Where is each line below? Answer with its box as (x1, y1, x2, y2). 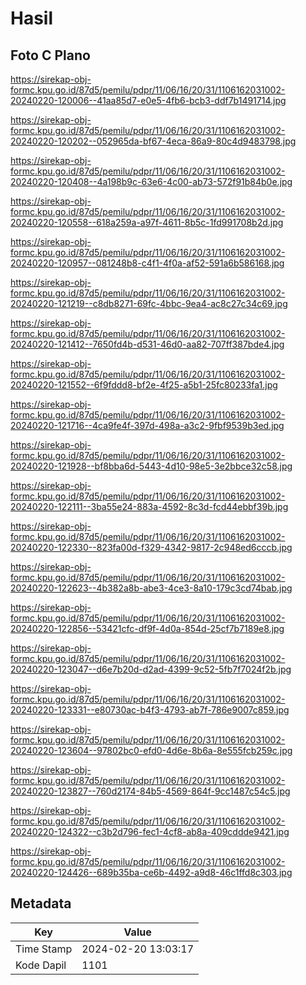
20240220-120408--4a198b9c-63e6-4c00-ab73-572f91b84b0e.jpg (10, 176, 293, 187)
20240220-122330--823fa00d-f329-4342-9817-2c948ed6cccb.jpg (10, 542, 293, 553)
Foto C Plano (10, 47, 91, 64)
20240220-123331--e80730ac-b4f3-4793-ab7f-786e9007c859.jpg (10, 704, 290, 716)
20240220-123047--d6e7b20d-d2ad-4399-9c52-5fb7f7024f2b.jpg (10, 663, 292, 675)
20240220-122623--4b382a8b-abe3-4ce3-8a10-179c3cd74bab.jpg (10, 582, 293, 594)
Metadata (10, 895, 72, 912)
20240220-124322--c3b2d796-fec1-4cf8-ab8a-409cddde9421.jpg (10, 826, 290, 837)
